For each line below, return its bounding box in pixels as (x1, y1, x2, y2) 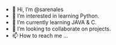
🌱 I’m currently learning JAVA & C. (11, 19, 97, 26)
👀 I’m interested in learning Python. (11, 12, 100, 19)
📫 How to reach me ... (11, 32, 68, 39)
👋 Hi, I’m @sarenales (11, 6, 64, 13)
